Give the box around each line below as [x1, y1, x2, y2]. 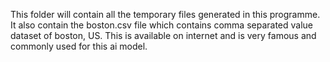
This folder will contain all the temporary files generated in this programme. [10, 9, 321, 20]
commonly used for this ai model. [10, 40, 148, 52]
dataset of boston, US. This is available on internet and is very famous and [10, 30, 317, 41]
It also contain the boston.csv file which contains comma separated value [10, 19, 314, 31]
